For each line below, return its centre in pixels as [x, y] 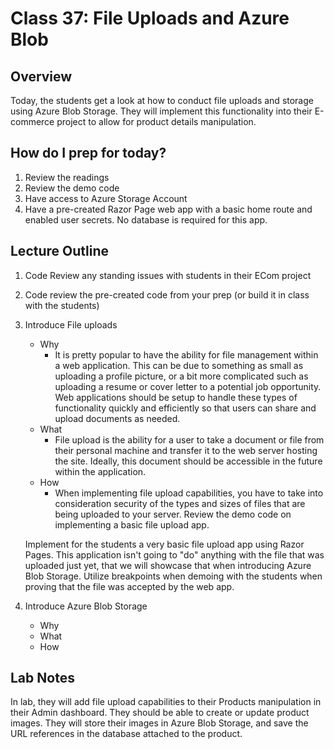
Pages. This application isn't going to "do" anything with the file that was [174, 554]
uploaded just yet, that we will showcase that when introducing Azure [168, 565]
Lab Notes [42, 678]
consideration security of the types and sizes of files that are [180, 503]
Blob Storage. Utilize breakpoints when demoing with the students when [173, 576]
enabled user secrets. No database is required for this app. [146, 219]
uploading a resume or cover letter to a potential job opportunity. [188, 386]
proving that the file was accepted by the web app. [129, 586]
